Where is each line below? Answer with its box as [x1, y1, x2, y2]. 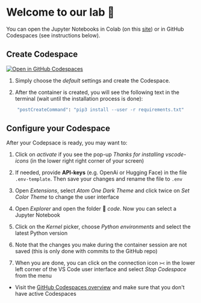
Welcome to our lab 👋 [6, 5, 115, 19]
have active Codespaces [14, 290, 76, 298]
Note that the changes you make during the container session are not [14, 241, 187, 249]
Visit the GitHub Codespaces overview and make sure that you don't [14, 284, 185, 291]
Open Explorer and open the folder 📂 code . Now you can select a [14, 205, 176, 213]
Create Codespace [6, 49, 78, 60]
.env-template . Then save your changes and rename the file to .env [14, 175, 183, 183]
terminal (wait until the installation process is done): [14, 95, 143, 102]
